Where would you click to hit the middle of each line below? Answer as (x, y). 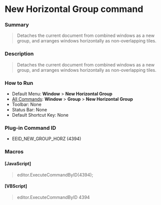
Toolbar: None (27, 104)
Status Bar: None (29, 110)
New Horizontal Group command (74, 9)
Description (19, 54)
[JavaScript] (18, 164)
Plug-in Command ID (30, 128)
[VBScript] (16, 186)
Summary (17, 25)
